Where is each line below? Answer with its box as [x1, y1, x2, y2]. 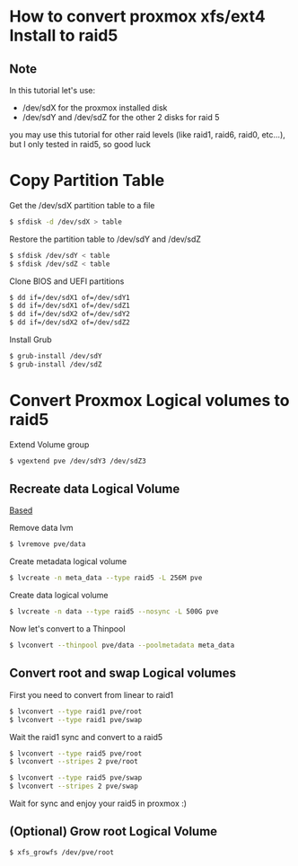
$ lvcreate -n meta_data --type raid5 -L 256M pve [9, 573, 203, 583]
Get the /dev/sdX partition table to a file [9, 199, 155, 210]
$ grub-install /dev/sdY [9, 352, 102, 361]
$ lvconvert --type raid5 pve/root [9, 748, 143, 758]
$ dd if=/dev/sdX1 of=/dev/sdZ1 [9, 301, 130, 311]
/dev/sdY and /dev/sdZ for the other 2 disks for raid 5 [22, 112, 220, 122]
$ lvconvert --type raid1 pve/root [9, 707, 143, 716]
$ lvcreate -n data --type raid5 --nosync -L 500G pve [9, 607, 219, 616]
